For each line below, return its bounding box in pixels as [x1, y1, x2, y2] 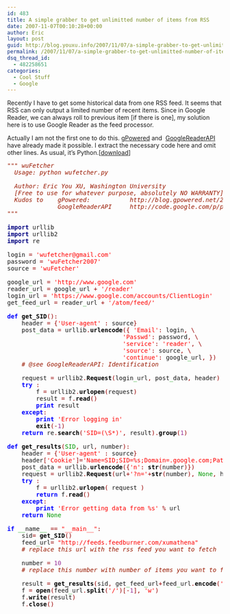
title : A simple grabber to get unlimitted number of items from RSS [7, 16, 210, 23]
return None [21, 511, 62, 519]
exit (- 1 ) [36, 422, 65, 430]
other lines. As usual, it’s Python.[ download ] [7, 149, 131, 157]
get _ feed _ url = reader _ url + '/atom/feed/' [7, 299, 155, 307]
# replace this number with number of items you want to [21, 566, 217, 574]
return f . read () [36, 491, 90, 499]
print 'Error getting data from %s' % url [36, 504, 181, 513]
